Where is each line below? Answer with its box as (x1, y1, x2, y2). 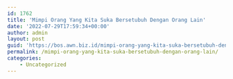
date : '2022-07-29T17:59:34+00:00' (7, 23, 110, 30)
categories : (7, 55, 42, 62)
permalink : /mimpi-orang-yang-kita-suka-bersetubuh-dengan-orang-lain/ (7, 49, 218, 56)
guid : (7, 42, 23, 49)
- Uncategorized (19, 61, 67, 68)
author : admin (7, 29, 49, 36)
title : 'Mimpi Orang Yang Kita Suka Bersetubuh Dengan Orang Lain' (7, 16, 207, 23)
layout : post (7, 36, 45, 43)
